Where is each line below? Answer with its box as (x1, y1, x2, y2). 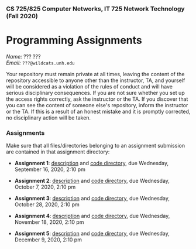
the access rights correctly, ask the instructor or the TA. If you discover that (6, 95, 188, 103)
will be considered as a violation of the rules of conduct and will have (6, 83, 173, 90)
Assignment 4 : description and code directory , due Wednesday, (14, 213, 170, 220)
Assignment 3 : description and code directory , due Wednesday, (14, 195, 170, 202)
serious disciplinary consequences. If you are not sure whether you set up (6, 89, 185, 96)
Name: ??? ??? (6, 53, 41, 60)
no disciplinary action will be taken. (6, 114, 91, 121)
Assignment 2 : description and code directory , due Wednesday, (14, 178, 170, 185)
